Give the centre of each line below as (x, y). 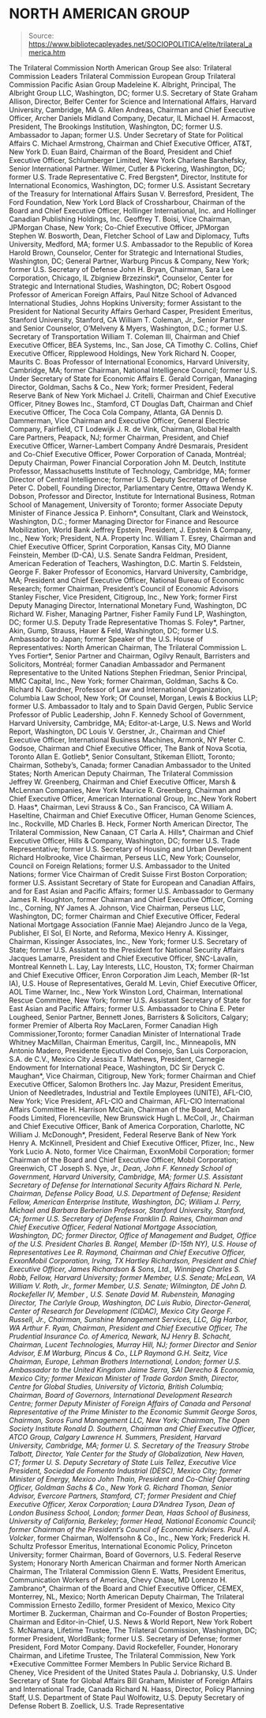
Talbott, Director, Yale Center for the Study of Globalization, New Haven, (127, 1454)
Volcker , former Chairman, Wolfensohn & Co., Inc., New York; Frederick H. (129, 1538)
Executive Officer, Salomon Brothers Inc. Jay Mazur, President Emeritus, (126, 1084)
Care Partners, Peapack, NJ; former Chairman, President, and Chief (119, 437)
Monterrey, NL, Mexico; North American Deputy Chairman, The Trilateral (127, 1596)
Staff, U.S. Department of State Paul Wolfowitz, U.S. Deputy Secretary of (127, 1697)
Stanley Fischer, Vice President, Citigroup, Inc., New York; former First (123, 597)
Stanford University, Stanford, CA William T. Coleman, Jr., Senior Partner (127, 319)
